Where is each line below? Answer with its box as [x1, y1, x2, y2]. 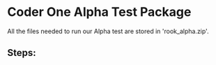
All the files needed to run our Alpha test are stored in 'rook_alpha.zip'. [7, 27, 209, 35]
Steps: [7, 47, 36, 59]
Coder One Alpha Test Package [7, 4, 192, 20]
